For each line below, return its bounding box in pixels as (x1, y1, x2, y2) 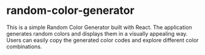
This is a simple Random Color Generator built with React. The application (6, 24, 193, 31)
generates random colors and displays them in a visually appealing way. (6, 30, 188, 37)
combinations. (6, 43, 42, 50)
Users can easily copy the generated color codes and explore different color (6, 36, 199, 44)
